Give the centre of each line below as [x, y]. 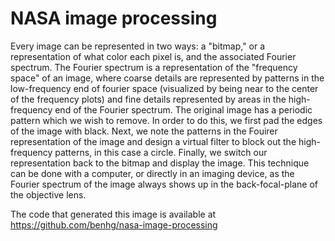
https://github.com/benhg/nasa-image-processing [114, 224]
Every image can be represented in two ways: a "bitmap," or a [138, 46]
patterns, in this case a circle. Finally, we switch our [161, 152]
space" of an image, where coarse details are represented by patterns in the [167, 78]
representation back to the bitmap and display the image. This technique [160, 163]
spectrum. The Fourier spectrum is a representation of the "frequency [154, 67]
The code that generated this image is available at [113, 214]
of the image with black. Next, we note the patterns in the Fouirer [144, 131]
